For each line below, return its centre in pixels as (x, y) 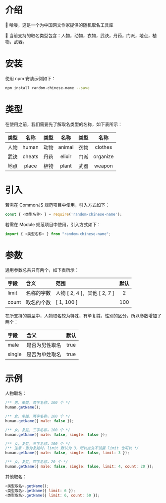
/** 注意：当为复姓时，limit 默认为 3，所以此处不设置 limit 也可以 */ (72, 448)
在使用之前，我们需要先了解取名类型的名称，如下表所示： (64, 124)
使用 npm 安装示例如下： (30, 78)
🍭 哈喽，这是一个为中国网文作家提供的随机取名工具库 (59, 25)
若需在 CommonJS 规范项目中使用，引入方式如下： (57, 205)
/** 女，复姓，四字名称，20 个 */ (37, 462)
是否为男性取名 (44, 345)
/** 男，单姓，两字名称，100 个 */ (38, 403)
